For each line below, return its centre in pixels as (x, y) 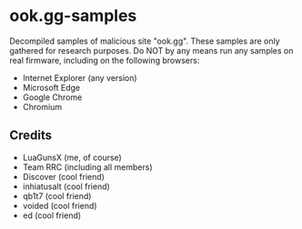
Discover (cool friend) (63, 176)
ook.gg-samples (73, 16)
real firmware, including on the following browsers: (105, 60)
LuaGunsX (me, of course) (72, 157)
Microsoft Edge (51, 87)
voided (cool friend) (60, 205)
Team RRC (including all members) (87, 167)
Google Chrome (52, 97)
